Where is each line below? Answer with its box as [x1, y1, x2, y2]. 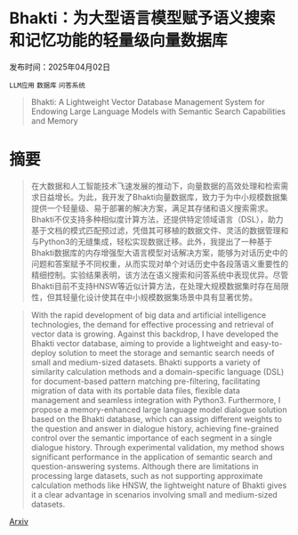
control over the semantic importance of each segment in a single [30, 433, 273, 443]
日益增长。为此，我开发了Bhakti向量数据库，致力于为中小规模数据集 [38, 191, 288, 202]
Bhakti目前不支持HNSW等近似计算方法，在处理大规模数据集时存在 [30, 280, 274, 291]
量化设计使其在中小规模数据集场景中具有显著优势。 [69, 291, 258, 303]
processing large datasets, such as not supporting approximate [30, 470, 263, 481]
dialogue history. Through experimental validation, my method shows [30, 442, 285, 452]
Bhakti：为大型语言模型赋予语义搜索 [9, 8, 276, 28]
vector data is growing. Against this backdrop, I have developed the [30, 328, 278, 339]
